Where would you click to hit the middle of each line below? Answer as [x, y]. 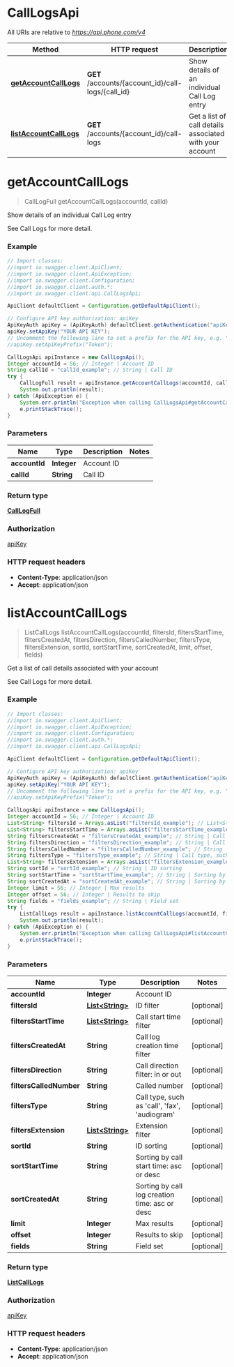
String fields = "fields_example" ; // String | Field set [93, 901]
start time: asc [159, 1165]
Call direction [157, 1066]
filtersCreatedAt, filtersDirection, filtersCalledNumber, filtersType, [118, 639]
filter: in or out [158, 1074]
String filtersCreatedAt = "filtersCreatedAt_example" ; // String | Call [117, 836]
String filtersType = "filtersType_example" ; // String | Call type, [110, 856]
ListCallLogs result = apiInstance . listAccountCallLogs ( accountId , [119, 914]
